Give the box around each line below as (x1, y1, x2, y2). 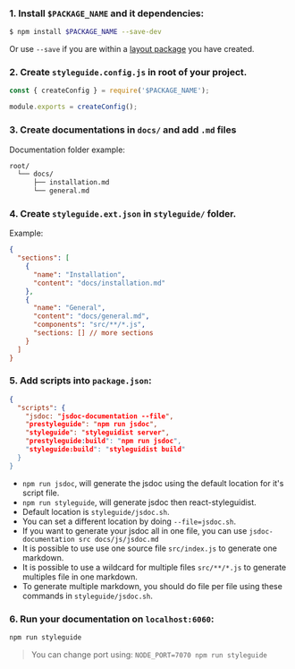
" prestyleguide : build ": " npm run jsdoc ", (25, 437, 181, 446)
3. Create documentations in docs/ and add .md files (9, 124, 237, 136)
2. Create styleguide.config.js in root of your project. (9, 66, 248, 79)
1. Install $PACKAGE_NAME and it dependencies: (9, 7, 204, 20)
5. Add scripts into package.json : (9, 374, 152, 387)
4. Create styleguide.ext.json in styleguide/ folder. (9, 207, 237, 219)
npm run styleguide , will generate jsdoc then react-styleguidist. (21, 496, 257, 508)
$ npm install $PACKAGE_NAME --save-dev (9, 28, 163, 37)
